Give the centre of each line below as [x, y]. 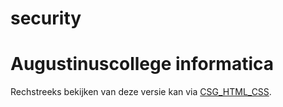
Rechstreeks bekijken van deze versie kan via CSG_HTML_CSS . [141, 92]
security [46, 18]
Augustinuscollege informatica [142, 64]
